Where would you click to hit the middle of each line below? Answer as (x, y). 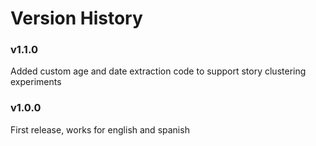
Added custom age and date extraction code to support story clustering (158, 71)
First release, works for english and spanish (100, 129)
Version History (76, 18)
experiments (36, 82)
